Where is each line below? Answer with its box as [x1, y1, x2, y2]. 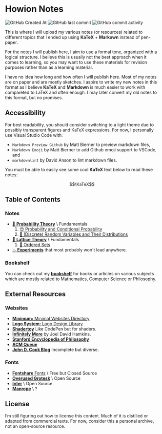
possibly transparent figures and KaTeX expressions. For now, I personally [5, 127, 154, 133]
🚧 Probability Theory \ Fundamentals [12, 221, 88, 227]
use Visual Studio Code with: [5, 132, 63, 138]
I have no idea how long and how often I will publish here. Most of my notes [5, 74, 157, 80]
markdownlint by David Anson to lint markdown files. [12, 157, 117, 163]
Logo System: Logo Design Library [12, 321, 83, 327]
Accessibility [5, 109, 46, 117]
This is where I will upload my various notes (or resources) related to [5, 29, 143, 35]
